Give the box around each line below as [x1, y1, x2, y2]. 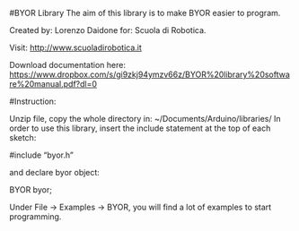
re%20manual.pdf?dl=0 [9, 79, 97, 89]
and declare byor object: [9, 167, 101, 177]
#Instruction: [9, 96, 57, 107]
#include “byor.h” [9, 150, 74, 160]
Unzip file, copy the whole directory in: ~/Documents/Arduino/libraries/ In [9, 114, 281, 124]
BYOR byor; [9, 184, 52, 195]
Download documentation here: [9, 60, 126, 70]
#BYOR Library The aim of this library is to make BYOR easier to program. [9, 8, 281, 18]
